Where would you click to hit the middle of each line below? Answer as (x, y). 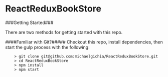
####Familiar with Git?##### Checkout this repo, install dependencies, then (84, 42)
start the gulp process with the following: (47, 47)
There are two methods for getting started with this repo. (64, 32)
